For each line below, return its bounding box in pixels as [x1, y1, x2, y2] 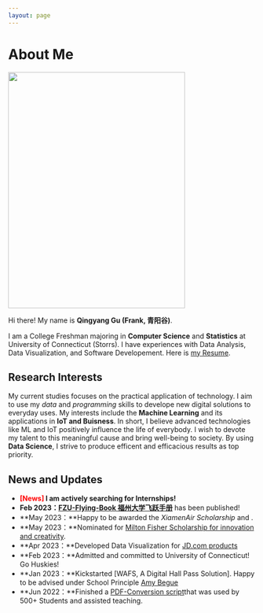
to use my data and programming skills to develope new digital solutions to [8, 400, 251, 409]
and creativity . [19, 532, 67, 541]
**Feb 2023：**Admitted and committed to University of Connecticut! [19, 551, 250, 560]
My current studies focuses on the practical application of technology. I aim [8, 391, 253, 401]
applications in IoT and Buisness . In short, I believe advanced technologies [8, 416, 251, 426]
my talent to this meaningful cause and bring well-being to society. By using [8, 434, 254, 443]
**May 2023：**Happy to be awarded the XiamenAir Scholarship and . [19, 513, 254, 523]
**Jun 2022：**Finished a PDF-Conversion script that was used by [19, 587, 239, 596]
